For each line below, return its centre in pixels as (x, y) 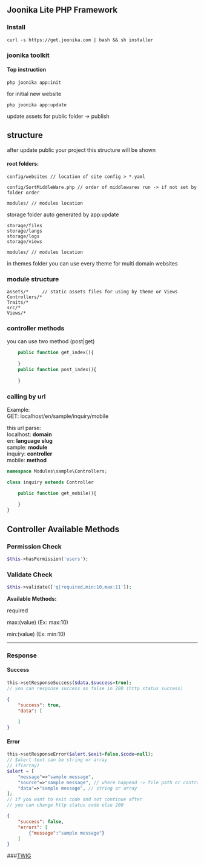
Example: (18, 409)
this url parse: (24, 428)
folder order (23, 193)
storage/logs (23, 236)
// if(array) (23, 766)
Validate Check (30, 575)
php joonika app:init (34, 82)
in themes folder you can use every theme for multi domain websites (92, 263)
